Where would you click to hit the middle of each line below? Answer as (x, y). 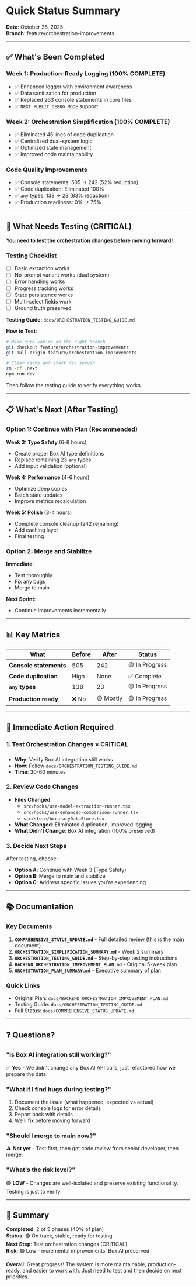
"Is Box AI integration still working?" (59, 1055)
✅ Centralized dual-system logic (53, 141)
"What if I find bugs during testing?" (59, 1089)
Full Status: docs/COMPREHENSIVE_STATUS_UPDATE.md (74, 1011)
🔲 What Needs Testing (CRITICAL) (69, 226)
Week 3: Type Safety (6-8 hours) (46, 442)
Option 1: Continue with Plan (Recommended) (72, 429)
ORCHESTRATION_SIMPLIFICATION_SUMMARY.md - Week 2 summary (89, 951)
